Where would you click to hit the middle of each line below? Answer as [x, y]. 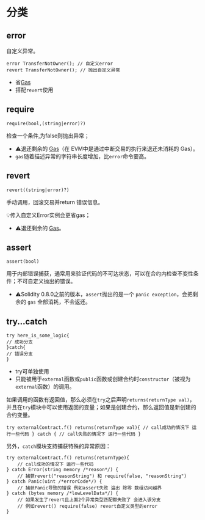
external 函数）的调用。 [45, 387]
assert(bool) [23, 262]
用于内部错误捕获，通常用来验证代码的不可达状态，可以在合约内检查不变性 [100, 274]
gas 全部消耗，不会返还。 [59, 302]
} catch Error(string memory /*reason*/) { [63, 470]
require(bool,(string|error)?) [46, 123]
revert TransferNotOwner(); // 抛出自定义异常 [63, 70]
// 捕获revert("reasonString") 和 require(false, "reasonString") [102, 476]
